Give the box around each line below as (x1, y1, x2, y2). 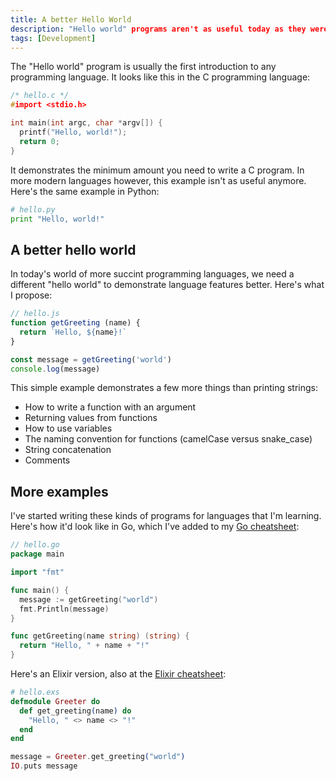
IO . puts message (10, 761, 78, 771)
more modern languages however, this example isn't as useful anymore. (10, 174, 307, 186)
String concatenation (24, 444, 112, 456)
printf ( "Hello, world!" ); (19, 127, 128, 137)
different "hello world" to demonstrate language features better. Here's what (10, 279, 325, 291)
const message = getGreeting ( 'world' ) (10, 354, 172, 365)
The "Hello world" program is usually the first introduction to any (10, 61, 277, 73)
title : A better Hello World (10, 14, 132, 25)
